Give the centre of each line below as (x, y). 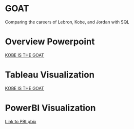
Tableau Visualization (50, 75)
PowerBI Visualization (50, 108)
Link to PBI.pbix (21, 121)
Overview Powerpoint (50, 42)
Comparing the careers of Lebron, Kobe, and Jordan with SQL (67, 22)
